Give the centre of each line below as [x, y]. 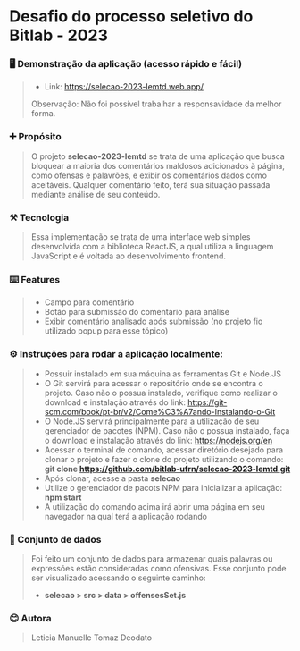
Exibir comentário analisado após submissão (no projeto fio [154, 321]
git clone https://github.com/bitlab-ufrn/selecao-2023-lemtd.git [167, 469]
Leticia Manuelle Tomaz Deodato [92, 638]
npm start [63, 497]
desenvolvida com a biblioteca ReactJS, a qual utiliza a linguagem [152, 247]
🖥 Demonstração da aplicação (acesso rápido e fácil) [126, 64]
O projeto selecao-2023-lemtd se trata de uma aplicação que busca [158, 156]
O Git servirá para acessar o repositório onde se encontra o [154, 383]
